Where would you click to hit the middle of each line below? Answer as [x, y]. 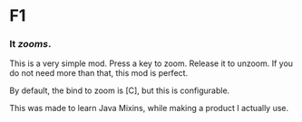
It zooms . [30, 44]
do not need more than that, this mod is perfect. [99, 73]
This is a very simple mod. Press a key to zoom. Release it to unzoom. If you [151, 63]
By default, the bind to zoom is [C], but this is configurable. [120, 90]
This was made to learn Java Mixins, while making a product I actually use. [149, 108]
